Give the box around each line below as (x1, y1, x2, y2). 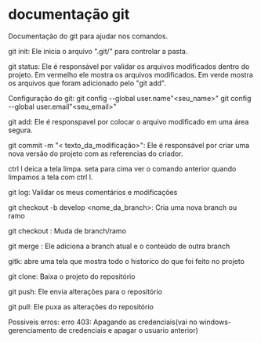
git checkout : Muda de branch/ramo (8, 226, 127, 236)
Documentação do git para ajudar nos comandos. (8, 31, 169, 41)
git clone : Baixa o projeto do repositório (8, 272, 136, 281)
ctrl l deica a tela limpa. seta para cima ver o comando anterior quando (8, 164, 237, 173)
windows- (198, 317, 231, 327)
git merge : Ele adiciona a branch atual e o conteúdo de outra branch (8, 241, 230, 251)
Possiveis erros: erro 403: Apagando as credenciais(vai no (8, 317, 198, 327)
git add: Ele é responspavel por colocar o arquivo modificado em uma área (8, 117, 249, 126)
